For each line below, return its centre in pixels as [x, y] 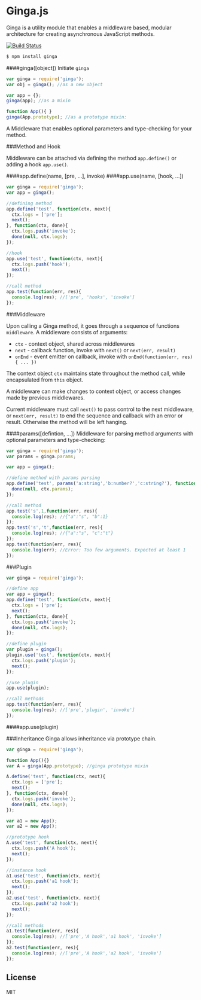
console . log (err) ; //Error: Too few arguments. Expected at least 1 [99, 550]
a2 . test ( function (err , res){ [42, 948]
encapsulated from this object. [45, 379]
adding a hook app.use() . [37, 164]
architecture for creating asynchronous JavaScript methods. [80, 33]
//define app [22, 589]
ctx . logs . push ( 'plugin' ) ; [44, 660]
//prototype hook [28, 837]
